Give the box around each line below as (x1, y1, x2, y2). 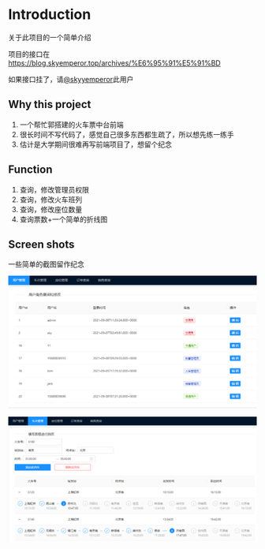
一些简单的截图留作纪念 (8, 260, 84, 269)
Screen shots (8, 237, 75, 251)
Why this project (8, 98, 91, 111)
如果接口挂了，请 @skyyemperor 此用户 (8, 74, 134, 84)
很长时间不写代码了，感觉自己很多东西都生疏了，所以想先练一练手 (19, 129, 234, 139)
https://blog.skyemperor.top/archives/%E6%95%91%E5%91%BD (8, 58, 221, 68)
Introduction (8, 6, 91, 24)
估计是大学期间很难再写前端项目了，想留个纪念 (19, 140, 172, 149)
